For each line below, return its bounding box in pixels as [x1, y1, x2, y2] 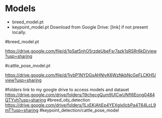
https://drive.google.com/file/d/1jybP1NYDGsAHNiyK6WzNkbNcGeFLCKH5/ [5, 72, 156, 78]
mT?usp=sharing [5, 107, 39, 113]
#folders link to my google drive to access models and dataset [5, 86, 129, 92]
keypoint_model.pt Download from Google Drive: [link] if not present [12, 24, 148, 30]
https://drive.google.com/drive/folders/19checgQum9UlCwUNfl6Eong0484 [5, 92, 155, 98]
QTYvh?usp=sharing [5, 97, 46, 102]
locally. [12, 29, 27, 35]
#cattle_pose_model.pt [5, 63, 51, 68]
